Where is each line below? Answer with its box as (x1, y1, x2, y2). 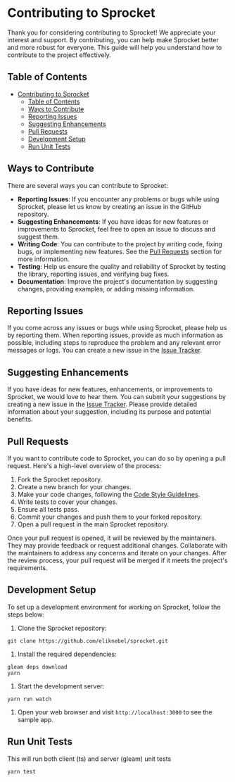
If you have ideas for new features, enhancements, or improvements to (7, 385, 213, 393)
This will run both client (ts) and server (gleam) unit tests (7, 755, 172, 763)
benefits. (7, 415, 33, 424)
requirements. (7, 564, 48, 572)
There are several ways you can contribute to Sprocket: (7, 181, 169, 189)
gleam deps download (7, 663, 68, 670)
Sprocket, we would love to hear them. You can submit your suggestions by (7, 393, 227, 401)
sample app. (17, 715, 54, 724)
